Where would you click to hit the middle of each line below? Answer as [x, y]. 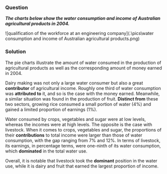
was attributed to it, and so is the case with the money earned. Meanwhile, [82, 93]
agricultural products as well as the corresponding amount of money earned [84, 68]
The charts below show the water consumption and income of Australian [83, 18]
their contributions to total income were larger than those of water [74, 135]
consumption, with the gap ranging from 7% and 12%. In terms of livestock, [83, 140]
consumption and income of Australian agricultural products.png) [72, 38]
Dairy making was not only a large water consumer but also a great [74, 83]
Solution [16, 51]
